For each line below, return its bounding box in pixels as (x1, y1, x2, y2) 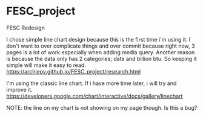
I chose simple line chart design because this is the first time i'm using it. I (6, 36, 191, 43)
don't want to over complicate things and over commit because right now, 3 (6, 42, 195, 49)
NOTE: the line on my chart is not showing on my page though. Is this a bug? (6, 104, 198, 111)
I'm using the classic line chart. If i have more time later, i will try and (6, 80, 177, 87)
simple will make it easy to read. (6, 62, 87, 69)
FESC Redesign (6, 24, 45, 31)
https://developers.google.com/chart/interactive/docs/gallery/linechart (6, 92, 183, 100)
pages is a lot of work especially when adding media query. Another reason (6, 48, 195, 55)
